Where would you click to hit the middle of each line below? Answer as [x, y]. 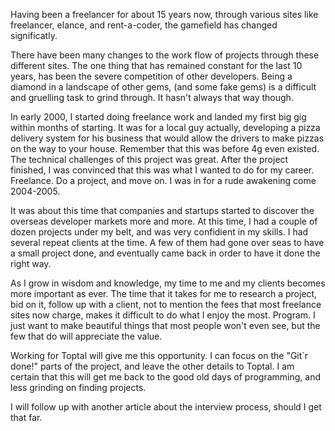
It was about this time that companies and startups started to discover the [162, 210]
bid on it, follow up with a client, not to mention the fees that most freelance [166, 304]
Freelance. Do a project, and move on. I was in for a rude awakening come [163, 180]
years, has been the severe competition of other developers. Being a [151, 76]
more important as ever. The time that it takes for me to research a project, [164, 293]
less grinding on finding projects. [78, 387]
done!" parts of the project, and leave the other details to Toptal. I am [152, 366]
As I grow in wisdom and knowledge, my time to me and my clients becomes [168, 283]
